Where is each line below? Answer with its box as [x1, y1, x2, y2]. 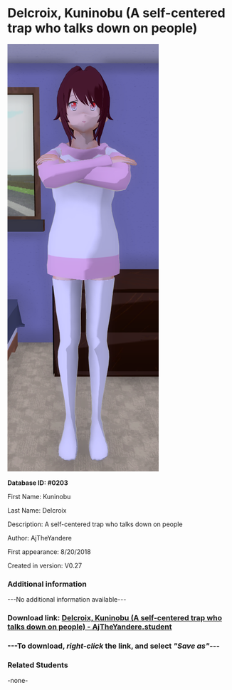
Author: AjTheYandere [7, 533, 73, 542]
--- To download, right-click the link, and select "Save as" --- [7, 641, 221, 651]
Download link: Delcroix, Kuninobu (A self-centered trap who [7, 613, 223, 623]
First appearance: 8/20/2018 [7, 547, 91, 556]
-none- [7, 676, 28, 685]
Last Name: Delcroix [7, 506, 67, 514]
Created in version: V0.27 [7, 561, 83, 570]
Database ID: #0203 [7, 479, 69, 487]
